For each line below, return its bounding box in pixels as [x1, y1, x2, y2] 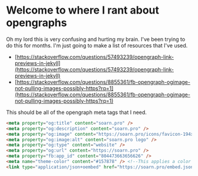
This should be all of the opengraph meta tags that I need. [6, 109, 147, 116]
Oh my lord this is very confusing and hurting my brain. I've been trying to [6, 35, 186, 43]
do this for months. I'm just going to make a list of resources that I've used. [6, 42, 188, 49]
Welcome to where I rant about [6, 4, 160, 17]
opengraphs [6, 16, 67, 30]
